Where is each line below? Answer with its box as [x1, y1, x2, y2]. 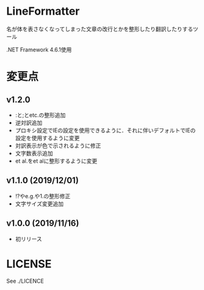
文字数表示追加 [15, 149, 53, 157]
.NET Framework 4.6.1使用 [6, 46, 72, 53]
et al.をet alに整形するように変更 [15, 157, 98, 165]
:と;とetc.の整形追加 [15, 111, 66, 119]
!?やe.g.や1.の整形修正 [15, 192, 71, 199]
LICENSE [6, 257, 52, 270]
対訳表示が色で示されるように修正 [15, 142, 101, 149]
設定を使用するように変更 [15, 134, 80, 141]
